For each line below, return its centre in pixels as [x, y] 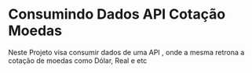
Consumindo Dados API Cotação [117, 14]
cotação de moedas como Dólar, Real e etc [78, 61]
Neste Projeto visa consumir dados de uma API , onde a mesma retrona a [126, 52]
